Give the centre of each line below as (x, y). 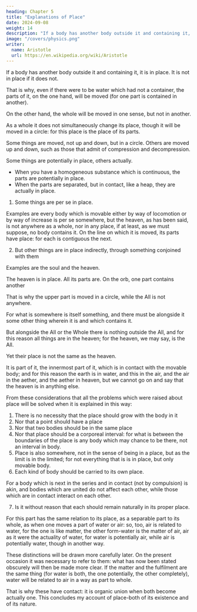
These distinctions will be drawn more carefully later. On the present (89, 555)
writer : (16, 45)
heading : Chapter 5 (30, 11)
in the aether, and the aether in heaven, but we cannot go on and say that (95, 380)
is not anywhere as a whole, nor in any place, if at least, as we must (88, 226)
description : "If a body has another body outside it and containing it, (98, 34)
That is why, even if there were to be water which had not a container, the (95, 90)
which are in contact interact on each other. (59, 495)
